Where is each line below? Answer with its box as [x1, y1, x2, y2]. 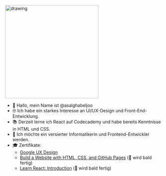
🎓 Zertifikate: [12, 142, 41, 148]
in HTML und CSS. [12, 126, 51, 132]
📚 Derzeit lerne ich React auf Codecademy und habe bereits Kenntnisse [12, 119, 161, 125]
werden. [12, 137, 30, 142]
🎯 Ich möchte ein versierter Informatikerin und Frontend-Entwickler [12, 131, 150, 137]
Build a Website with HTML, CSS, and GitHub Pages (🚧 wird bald [19, 155, 152, 161]
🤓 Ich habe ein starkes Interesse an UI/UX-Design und [12, 108, 124, 113]
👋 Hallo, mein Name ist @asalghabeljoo [12, 102, 93, 108]
